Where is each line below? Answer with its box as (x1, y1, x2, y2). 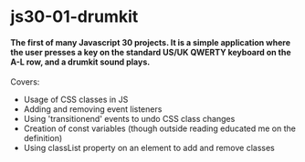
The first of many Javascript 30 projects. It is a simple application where (10, 36, 291, 47)
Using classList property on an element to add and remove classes (23, 143, 275, 154)
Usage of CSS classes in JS (23, 94, 129, 106)
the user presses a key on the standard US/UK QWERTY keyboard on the (10, 46, 291, 57)
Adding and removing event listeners (23, 104, 163, 115)
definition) (23, 133, 63, 144)
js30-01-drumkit (10, 6, 139, 27)
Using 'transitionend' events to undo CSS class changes (23, 114, 236, 125)
